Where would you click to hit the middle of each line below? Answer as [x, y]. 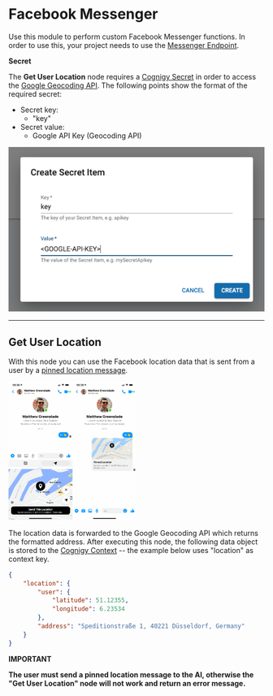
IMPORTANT [30, 659]
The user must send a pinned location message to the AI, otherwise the [131, 674]
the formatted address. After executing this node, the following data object [133, 542]
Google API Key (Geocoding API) [87, 136]
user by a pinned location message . [68, 370]
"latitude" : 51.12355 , [90, 601]
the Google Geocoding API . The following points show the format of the [128, 85]
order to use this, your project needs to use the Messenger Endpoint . [124, 45]
